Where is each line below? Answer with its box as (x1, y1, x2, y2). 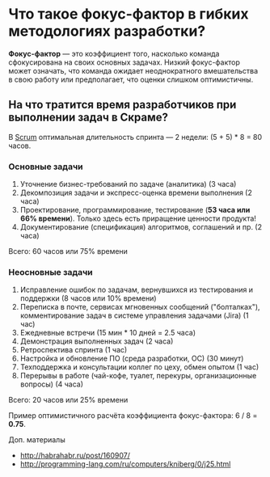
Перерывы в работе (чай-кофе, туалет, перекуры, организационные (19, 371, 257, 381)
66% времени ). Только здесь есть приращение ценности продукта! (19, 213, 257, 223)
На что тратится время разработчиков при (8, 98, 237, 112)
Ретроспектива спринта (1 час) (19, 345, 128, 355)
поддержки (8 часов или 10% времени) (19, 293, 157, 303)
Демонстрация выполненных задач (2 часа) (19, 336, 174, 346)
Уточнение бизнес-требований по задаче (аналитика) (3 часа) (19, 179, 237, 189)
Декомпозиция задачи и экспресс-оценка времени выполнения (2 (19, 188, 252, 198)
